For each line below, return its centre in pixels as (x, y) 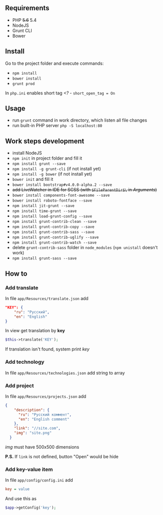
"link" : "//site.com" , (37, 429)
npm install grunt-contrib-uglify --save (55, 237)
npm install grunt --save (39, 164)
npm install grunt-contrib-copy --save (53, 227)
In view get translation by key (35, 331)
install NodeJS (27, 153)
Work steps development (45, 141)
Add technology (25, 362)
